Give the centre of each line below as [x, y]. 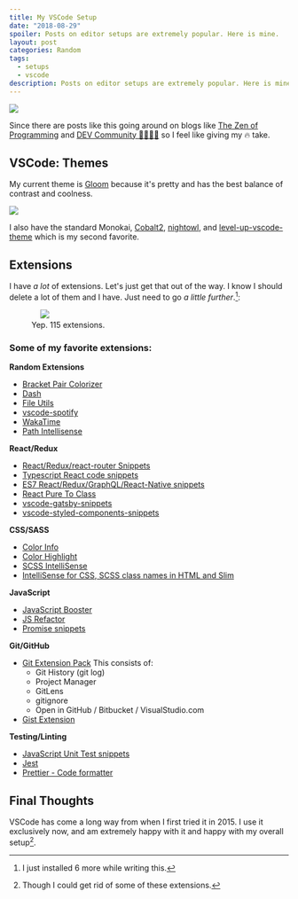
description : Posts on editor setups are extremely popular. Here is [141, 83]
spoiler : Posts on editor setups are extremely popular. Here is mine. [144, 34]
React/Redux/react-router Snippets [86, 465]
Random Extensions [47, 367]
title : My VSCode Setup [53, 17]
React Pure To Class [59, 494]
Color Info [40, 547]
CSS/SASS [29, 530]
